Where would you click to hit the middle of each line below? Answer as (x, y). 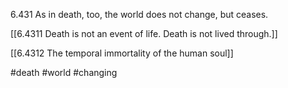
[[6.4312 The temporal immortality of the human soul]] (122, 53)
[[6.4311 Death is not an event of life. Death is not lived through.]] (144, 33)
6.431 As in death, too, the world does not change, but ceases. (139, 14)
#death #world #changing (64, 72)
